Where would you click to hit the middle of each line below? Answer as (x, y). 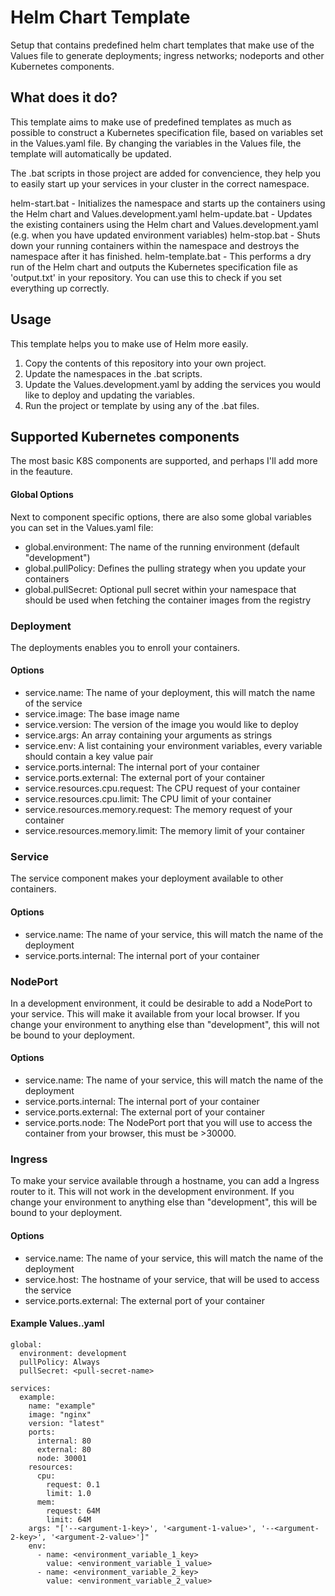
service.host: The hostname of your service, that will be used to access (172, 1279)
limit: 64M (69, 1519)
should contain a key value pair (89, 757)
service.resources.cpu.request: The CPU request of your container (162, 788)
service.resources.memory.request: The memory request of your (158, 810)
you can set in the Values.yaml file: (82, 527)
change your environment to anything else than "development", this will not (165, 1024)
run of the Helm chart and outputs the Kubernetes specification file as (154, 267)
